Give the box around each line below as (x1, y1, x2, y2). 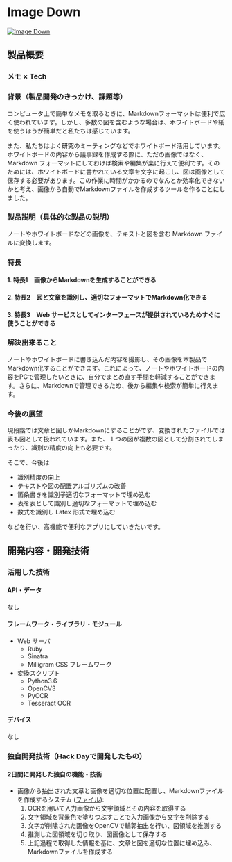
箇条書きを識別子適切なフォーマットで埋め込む (17, 491, 151, 499)
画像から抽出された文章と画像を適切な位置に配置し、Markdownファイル (17, 787, 224, 795)
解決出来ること (7, 338, 57, 348)
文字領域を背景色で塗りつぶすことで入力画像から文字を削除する (27, 813, 210, 821)
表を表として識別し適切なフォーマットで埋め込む (17, 499, 157, 507)
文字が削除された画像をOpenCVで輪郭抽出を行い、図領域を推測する (27, 822, 222, 830)
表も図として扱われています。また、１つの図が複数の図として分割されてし (7, 435, 218, 444)
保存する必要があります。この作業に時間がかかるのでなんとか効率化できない (7, 176, 225, 184)
